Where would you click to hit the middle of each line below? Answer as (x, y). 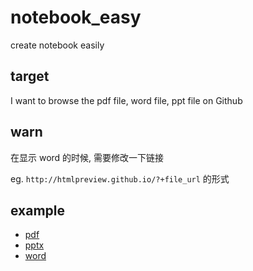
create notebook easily (57, 45)
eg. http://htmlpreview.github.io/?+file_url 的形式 (120, 178)
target (30, 76)
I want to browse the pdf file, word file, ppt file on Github (126, 100)
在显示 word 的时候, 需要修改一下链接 (87, 157)
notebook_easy (76, 17)
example (38, 210)
